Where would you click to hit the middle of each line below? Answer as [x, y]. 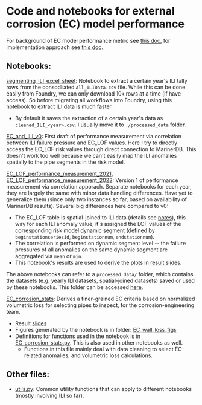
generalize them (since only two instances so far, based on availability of [96, 199]
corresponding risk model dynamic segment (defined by [85, 230]
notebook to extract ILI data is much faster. [59, 106]
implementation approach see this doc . [55, 47]
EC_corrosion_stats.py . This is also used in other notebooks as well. [99, 342]
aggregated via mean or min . [49, 256]
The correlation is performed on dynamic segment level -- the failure [100, 243]
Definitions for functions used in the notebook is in [77, 336]
